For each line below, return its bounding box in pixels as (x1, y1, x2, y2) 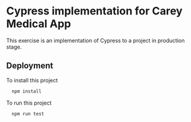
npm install (11, 88, 42, 94)
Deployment (6, 61, 54, 71)
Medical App (6, 17, 71, 31)
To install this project (6, 76, 58, 84)
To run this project (6, 99, 52, 106)
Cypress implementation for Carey (6, 4, 183, 18)
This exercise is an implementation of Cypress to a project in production (6, 37, 185, 44)
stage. (6, 43, 22, 50)
